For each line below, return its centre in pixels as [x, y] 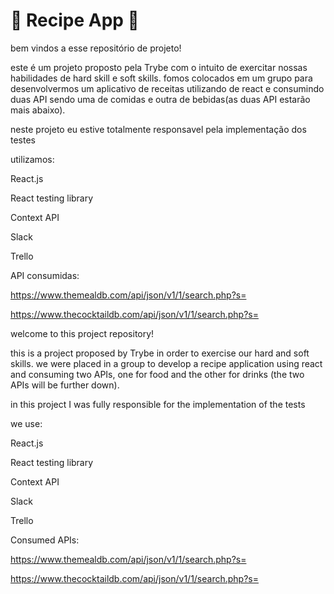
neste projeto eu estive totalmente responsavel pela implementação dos [158, 129]
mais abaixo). [38, 110]
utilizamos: [32, 159]
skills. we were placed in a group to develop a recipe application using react [166, 363]
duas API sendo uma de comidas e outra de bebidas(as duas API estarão [160, 99]
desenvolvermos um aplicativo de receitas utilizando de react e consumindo [167, 88]
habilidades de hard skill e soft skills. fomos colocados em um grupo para [161, 78]
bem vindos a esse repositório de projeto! [96, 48]
